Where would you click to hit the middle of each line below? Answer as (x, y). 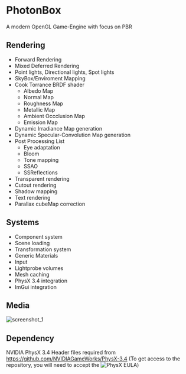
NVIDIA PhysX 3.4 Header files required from (61, 353)
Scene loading (32, 243)
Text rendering (32, 197)
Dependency (30, 338)
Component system (39, 236)
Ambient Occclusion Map (54, 116)
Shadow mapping (36, 191)
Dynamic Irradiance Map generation (58, 128)
